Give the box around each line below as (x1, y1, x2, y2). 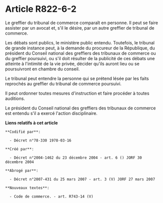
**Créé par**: (5, 146, 34, 151)
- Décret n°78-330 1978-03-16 (9, 138, 71, 143)
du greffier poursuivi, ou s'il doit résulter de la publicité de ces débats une (5, 55, 155, 61)
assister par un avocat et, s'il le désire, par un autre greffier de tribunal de (5, 25, 155, 31)
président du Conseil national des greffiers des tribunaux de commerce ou (5, 50, 156, 56)
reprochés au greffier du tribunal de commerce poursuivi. (5, 80, 122, 87)
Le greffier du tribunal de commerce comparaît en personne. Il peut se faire (5, 20, 159, 26)
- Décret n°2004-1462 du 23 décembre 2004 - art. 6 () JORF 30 (9, 155, 142, 160)
